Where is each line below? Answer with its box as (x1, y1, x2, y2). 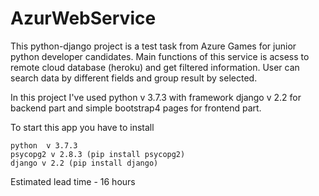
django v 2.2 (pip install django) (10, 158, 159, 168)
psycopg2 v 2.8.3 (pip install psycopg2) (10, 149, 186, 159)
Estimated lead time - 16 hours (10, 175, 136, 187)
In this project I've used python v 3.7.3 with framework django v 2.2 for (10, 91, 302, 103)
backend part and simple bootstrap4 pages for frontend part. (10, 102, 262, 114)
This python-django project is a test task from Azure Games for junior (10, 40, 297, 52)
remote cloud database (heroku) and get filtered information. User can (10, 61, 300, 73)
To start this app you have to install (10, 121, 155, 133)
